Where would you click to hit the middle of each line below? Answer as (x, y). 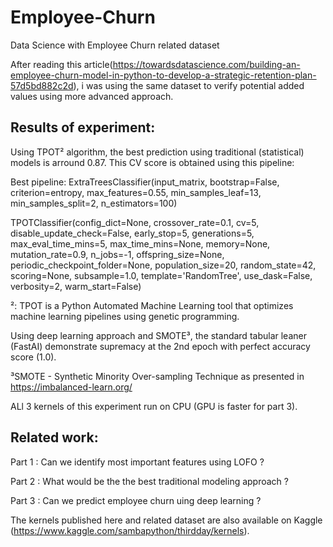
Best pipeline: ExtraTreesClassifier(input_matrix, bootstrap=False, (145, 182)
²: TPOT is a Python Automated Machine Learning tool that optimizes (152, 305)
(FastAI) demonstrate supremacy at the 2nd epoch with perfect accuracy (160, 346)
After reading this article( (61, 64)
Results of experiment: (83, 127)
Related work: (54, 437)
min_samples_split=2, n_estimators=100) (94, 203)
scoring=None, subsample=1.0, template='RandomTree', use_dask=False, (161, 275)
